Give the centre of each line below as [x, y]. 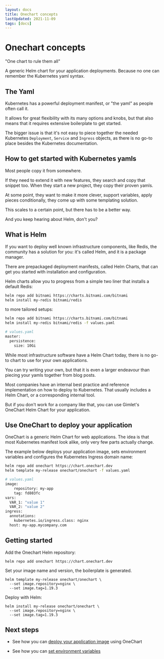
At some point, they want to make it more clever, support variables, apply [79, 195]
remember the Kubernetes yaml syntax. [45, 76]
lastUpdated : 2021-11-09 [30, 19]
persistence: [23, 341]
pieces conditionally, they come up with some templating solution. [72, 200]
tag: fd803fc [27, 493]
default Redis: [19, 286]
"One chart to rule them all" [33, 61]
